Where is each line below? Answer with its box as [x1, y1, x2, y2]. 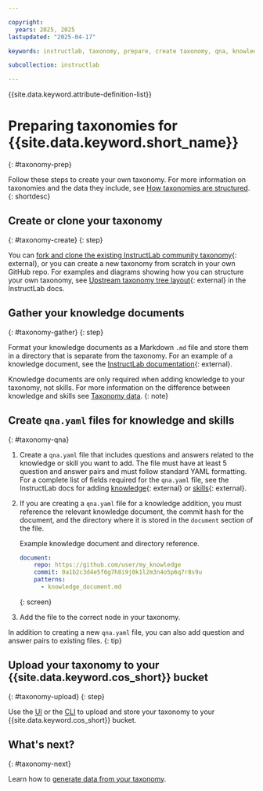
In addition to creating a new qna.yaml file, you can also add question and [8, 627, 245, 636]
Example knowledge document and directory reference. [19, 538, 200, 548]
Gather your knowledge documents [8, 307, 186, 320]
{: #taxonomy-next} [8, 759, 72, 768]
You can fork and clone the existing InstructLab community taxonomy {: [8, 250, 237, 260]
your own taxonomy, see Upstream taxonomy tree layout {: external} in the [8, 275, 247, 285]
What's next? [8, 738, 75, 752]
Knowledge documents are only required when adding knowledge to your [8, 374, 245, 384]
